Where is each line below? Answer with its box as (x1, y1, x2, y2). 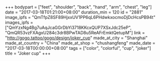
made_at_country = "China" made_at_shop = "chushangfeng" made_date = (5, 40, 156, 46)
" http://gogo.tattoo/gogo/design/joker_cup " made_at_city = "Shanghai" (5, 35, 148, 41)
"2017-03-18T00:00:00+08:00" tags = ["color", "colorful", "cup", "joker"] (5, 46, 151, 51)
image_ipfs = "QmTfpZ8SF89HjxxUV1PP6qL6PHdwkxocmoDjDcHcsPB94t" (5, 15, 156, 20)
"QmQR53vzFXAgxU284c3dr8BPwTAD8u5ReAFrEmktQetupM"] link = (5, 30, 145, 35)
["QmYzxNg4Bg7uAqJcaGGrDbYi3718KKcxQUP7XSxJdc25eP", (5, 25, 132, 30)
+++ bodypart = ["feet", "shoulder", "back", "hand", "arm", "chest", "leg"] (5, 4, 152, 10)
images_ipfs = (5, 19, 33, 25)
